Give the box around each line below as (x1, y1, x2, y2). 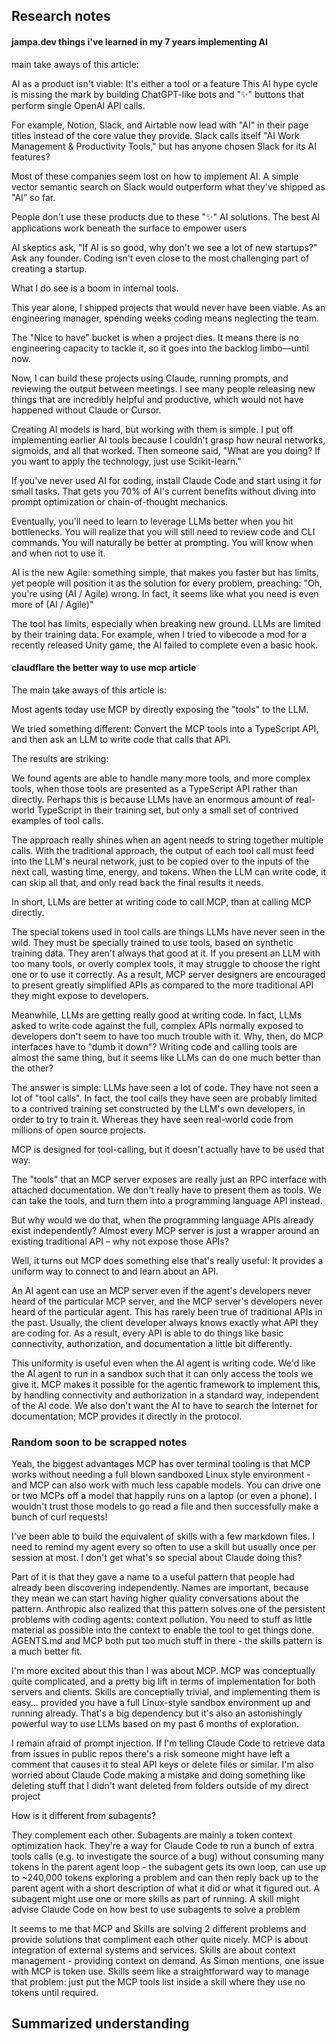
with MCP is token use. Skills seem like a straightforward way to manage (11, 1965, 310, 1978)
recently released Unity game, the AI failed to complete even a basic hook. (11, 639, 319, 651)
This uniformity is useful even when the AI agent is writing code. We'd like (11, 1357, 316, 1369)
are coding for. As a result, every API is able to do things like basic (11, 1327, 284, 1339)
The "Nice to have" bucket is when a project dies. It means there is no (11, 331, 299, 343)
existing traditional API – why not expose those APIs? (11, 1235, 229, 1247)
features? (11, 150, 51, 163)
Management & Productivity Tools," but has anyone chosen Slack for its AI (11, 140, 317, 152)
